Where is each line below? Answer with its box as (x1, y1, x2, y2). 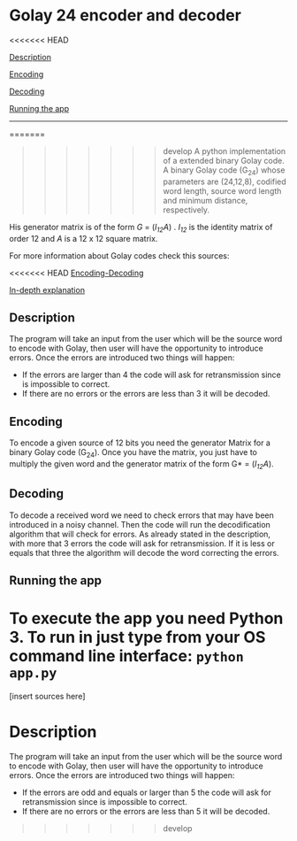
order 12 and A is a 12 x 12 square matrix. (9, 233, 158, 243)
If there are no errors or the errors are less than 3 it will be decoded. (21, 389, 270, 399)
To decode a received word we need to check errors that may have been (9, 510, 274, 521)
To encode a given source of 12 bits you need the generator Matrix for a (9, 437, 271, 448)
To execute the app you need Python (9, 608, 284, 629)
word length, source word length (163, 185, 282, 196)
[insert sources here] (9, 691, 86, 701)
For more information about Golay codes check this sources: (9, 250, 230, 261)
